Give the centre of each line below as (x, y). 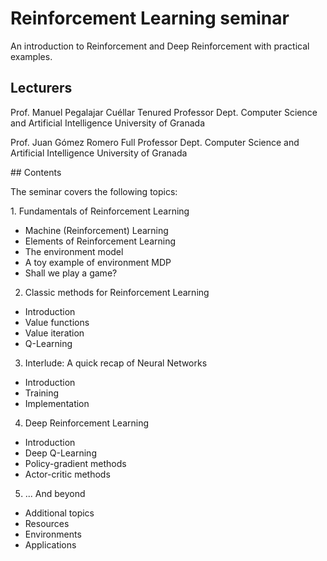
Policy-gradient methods (75, 463)
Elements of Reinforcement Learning (100, 241)
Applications (50, 544)
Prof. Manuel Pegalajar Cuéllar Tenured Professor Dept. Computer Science (164, 112)
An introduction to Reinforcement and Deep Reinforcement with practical (160, 46)
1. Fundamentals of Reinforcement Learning (100, 211)
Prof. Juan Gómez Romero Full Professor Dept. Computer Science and (155, 142)
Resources (47, 523)
